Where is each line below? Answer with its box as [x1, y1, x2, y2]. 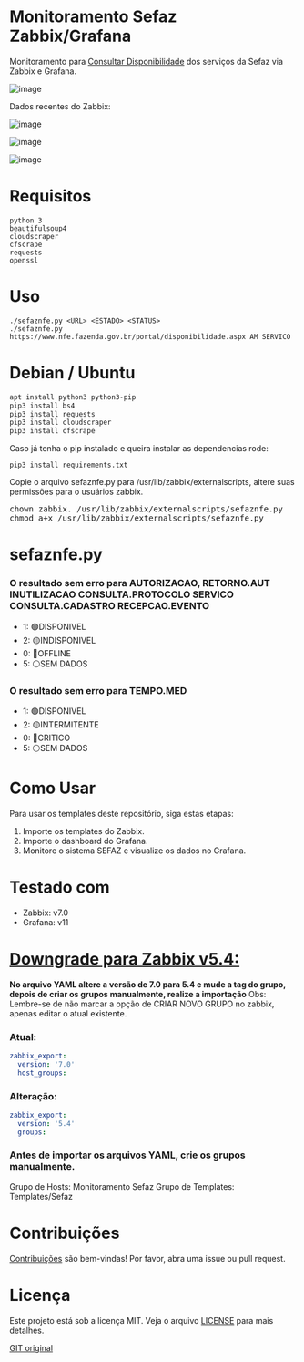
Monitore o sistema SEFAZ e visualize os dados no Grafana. [22, 845, 247, 856]
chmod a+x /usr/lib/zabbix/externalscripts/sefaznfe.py [9, 513, 264, 523]
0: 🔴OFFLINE [22, 647, 71, 658]
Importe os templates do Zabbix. [22, 825, 145, 836]
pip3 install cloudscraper [9, 418, 112, 428]
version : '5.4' [17, 1119, 76, 1128]
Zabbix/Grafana [9, 26, 132, 46]
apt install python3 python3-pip [9, 392, 137, 402]
